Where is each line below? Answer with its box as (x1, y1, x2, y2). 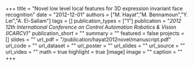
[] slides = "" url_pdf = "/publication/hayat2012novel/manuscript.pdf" (5, 36, 171, 43)
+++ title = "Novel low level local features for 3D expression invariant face (5, 5, 183, 12)
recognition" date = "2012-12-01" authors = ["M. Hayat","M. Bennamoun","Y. (5, 11, 189, 18)
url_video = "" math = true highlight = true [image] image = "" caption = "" (5, 48, 183, 55)
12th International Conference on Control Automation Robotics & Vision (5, 23, 177, 30)
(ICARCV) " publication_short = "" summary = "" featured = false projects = (5, 30, 185, 37)
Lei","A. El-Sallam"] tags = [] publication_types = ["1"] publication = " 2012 (5, 18, 182, 24)
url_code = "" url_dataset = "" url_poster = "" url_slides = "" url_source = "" (5, 42, 185, 49)
